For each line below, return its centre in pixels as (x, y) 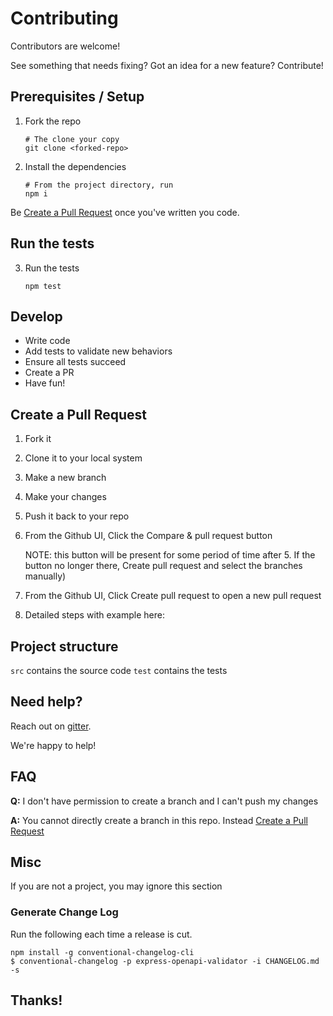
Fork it (38, 439)
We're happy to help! (53, 745)
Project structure (64, 646)
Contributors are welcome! (65, 46)
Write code (47, 341)
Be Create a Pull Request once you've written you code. (125, 212)
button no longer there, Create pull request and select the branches (163, 566)
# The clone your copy (72, 139)
